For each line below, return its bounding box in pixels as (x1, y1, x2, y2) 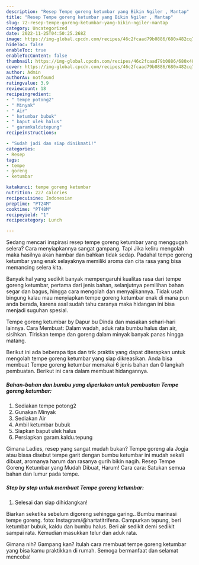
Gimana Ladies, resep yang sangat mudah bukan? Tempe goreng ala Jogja (6, 445, 188, 452)
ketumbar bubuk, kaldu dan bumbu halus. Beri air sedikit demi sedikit (6, 523, 175, 530)
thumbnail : (6, 58, 33, 64)
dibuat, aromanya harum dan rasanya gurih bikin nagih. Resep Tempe (6, 458, 176, 465)
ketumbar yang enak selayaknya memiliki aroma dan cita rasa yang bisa (6, 258, 182, 265)
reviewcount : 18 (6, 86, 46, 92)
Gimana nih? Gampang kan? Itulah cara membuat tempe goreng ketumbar (6, 541, 187, 548)
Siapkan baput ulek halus (14, 428, 76, 435)
